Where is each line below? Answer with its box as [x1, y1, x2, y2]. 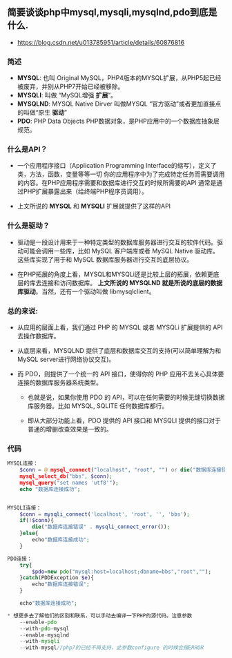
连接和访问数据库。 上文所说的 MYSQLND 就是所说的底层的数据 [41, 278, 223, 287]
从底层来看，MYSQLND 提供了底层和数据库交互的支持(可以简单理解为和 [17, 347, 222, 354]
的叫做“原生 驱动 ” [17, 108, 68, 117]
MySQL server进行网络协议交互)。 [17, 355, 115, 363]
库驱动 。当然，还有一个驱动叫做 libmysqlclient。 [17, 287, 155, 296]
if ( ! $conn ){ [19, 517, 54, 524]
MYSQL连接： [7, 460, 39, 467]
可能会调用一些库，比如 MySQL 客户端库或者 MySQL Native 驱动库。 [23, 246, 219, 255]
